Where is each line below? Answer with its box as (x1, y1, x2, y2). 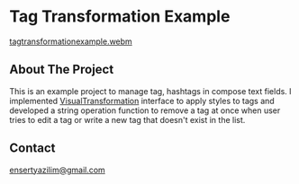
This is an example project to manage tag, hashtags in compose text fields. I (9, 85, 292, 96)
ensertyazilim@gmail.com (9, 164, 105, 175)
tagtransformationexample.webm (9, 36, 132, 47)
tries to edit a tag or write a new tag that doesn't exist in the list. (9, 114, 246, 125)
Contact (9, 141, 56, 156)
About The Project (9, 62, 114, 77)
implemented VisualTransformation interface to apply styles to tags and (9, 95, 275, 106)
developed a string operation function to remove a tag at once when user (9, 105, 281, 116)
